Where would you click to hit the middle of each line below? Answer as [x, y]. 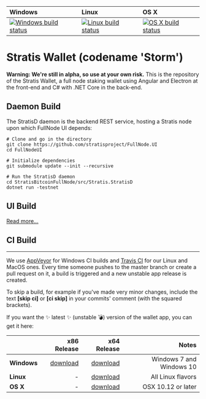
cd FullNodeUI [25, 150]
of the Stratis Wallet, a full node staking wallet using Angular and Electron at [102, 81]
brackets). [19, 305]
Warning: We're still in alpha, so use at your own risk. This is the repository [103, 74]
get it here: [20, 326]
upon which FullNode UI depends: [49, 127]
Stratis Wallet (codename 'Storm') [95, 57]
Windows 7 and [174, 359]
